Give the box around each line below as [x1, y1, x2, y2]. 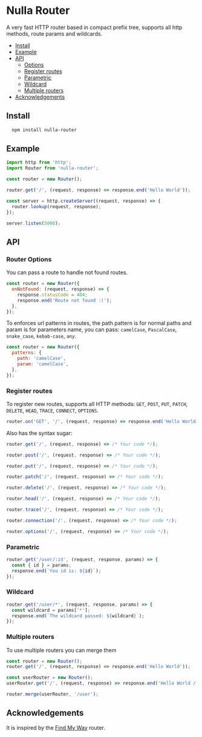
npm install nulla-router [11, 126, 77, 133]
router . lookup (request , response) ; [11, 203, 102, 209]
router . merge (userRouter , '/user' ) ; [6, 691, 99, 698]
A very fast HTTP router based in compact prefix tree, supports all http [6, 24, 183, 31]
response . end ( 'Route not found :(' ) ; [17, 297, 112, 303]
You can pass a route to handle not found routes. [6, 269, 128, 276]
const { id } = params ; [11, 562, 71, 568]
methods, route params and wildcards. [6, 30, 103, 37]
